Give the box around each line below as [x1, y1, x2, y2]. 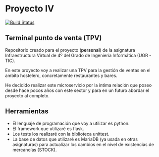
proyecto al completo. [5, 92, 50, 98]
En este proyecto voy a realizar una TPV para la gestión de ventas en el [5, 67, 151, 73]
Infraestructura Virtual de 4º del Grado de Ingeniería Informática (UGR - [5, 52, 152, 58]
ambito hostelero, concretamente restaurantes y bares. [5, 73, 117, 78]
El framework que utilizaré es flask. [12, 125, 84, 132]
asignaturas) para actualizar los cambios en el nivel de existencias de [12, 141, 155, 147]
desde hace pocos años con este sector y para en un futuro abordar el [5, 87, 150, 93]
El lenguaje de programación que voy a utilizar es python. [12, 120, 130, 126]
